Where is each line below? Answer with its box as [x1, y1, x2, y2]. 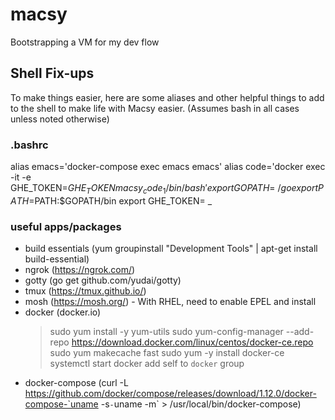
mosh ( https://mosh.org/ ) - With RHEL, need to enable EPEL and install [24, 296, 317, 308]
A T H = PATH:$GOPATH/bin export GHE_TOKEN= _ [10, 194, 213, 207]
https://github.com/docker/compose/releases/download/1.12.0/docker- [24, 388, 317, 400]
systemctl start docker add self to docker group [49, 358, 245, 370]
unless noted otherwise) [10, 113, 110, 125]
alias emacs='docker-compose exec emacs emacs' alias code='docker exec [10, 161, 326, 173]
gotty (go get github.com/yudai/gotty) [24, 274, 182, 287]
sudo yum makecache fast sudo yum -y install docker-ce [49, 347, 285, 359]
